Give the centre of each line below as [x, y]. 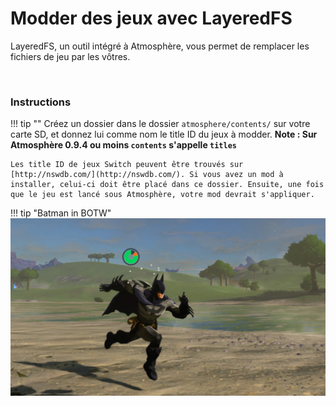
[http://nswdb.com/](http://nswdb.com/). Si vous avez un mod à [147, 175]
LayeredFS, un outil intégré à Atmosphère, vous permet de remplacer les [160, 46]
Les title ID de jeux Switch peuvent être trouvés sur [127, 165]
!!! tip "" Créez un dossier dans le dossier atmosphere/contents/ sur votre [160, 124]
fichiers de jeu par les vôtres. [70, 56]
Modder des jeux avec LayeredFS [151, 18]
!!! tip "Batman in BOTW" [61, 213]
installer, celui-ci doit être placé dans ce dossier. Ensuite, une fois [167, 185]
